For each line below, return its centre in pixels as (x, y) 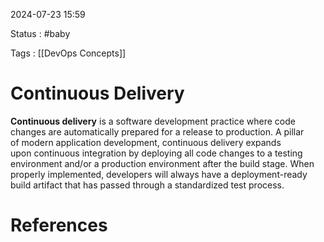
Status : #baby (40, 33)
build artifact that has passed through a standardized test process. (147, 185)
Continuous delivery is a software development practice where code (153, 121)
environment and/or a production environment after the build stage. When (162, 163)
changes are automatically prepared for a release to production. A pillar (157, 131)
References (59, 225)
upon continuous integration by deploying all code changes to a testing (156, 153)
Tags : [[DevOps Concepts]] (68, 53)
